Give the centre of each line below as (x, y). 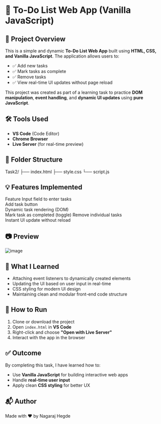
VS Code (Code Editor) (36, 133)
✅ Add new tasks (30, 66)
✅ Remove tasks (29, 77)
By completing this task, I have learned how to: (53, 365)
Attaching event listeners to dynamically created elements (72, 278)
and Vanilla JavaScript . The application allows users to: (62, 56)
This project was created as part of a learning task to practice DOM (74, 92)
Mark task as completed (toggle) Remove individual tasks (64, 215)
